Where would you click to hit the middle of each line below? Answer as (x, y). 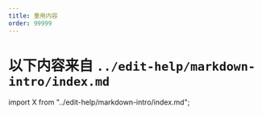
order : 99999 (30, 23)
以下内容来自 (51, 66)
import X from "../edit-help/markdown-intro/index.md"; (99, 102)
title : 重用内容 (33, 16)
